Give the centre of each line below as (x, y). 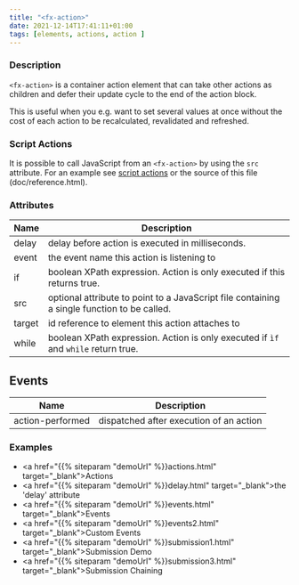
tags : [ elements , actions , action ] (77, 34)
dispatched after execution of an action (180, 421)
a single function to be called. (109, 309)
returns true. (74, 283)
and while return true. (93, 349)
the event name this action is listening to (132, 257)
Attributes (32, 205)
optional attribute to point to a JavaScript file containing (164, 297)
